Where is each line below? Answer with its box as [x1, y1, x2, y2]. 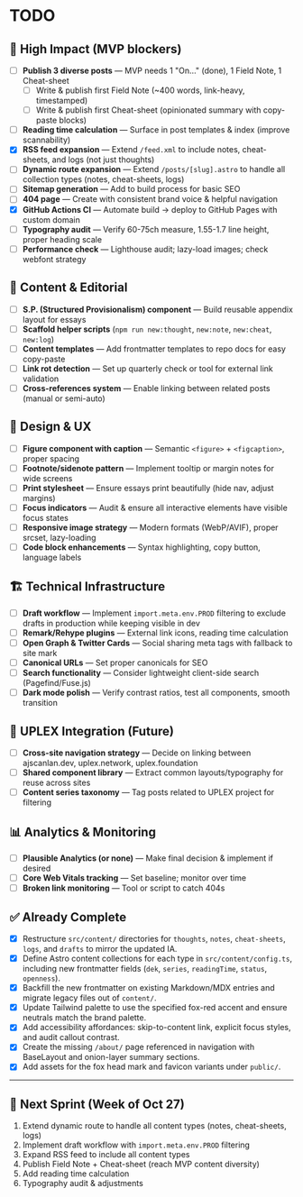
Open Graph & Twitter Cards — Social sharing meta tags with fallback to [22, 637, 293, 648]
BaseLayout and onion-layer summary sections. [22, 1052, 200, 1063]
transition [22, 698, 59, 708]
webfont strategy [22, 253, 87, 264]
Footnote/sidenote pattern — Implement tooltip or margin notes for [22, 462, 275, 473]
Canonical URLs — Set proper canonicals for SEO [22, 657, 208, 668]
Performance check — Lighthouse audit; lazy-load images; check [22, 243, 269, 254]
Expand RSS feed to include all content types [22, 1149, 190, 1160]
